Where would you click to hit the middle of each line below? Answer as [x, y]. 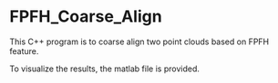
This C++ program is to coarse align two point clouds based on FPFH [139, 41]
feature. [24, 51]
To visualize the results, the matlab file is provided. [105, 69]
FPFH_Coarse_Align [86, 17]
